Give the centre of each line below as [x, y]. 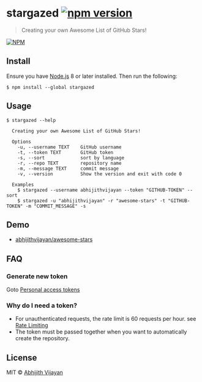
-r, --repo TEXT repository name [69, 163]
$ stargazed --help [31, 120]
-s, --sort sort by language [71, 158]
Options [22, 142]
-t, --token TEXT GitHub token [65, 152]
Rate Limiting [32, 326]
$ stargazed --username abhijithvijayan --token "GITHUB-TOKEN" [101, 190]
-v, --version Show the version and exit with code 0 [100, 174]
